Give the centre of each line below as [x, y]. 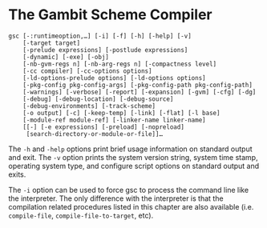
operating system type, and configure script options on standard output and [134, 166]
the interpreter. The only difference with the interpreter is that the [116, 198]
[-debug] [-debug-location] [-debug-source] [98, 99]
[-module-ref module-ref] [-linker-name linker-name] [114, 120]
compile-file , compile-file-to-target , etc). [81, 215]
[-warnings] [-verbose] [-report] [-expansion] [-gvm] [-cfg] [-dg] [140, 92]
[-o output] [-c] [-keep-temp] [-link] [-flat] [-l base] [121, 113]
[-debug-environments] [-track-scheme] [89, 106]
